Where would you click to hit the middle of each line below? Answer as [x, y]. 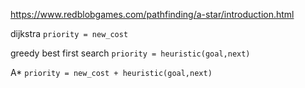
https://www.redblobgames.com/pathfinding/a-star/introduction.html [152, 14]
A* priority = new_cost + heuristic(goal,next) [111, 72]
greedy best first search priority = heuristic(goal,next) [130, 53]
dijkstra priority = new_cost [69, 33]
